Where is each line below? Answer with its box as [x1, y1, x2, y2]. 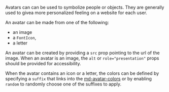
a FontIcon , [12, 35, 37, 40]
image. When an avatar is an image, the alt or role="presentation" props [5, 55, 159, 61]
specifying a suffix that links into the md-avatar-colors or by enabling [5, 76, 152, 81]
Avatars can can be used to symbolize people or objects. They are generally [5, 5, 164, 10]
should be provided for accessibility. [5, 61, 81, 66]
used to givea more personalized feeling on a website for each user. [5, 10, 147, 16]
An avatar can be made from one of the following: [5, 20, 109, 25]
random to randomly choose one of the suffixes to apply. [5, 81, 122, 87]
